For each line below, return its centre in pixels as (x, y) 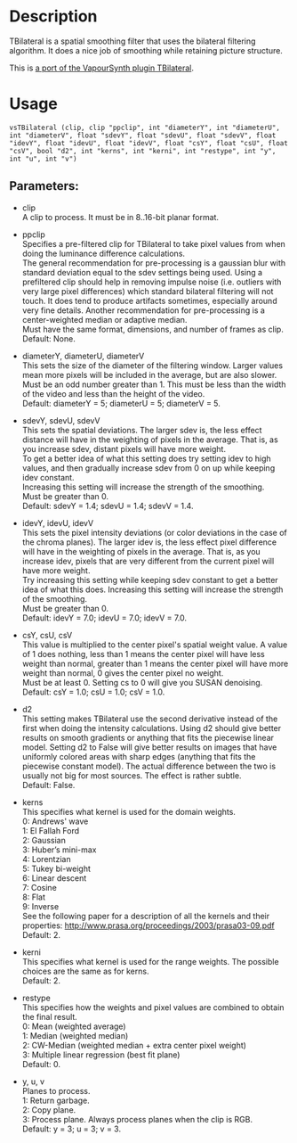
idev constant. (48, 477)
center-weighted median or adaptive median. (104, 319)
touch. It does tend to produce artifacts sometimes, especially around (149, 300)
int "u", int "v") (43, 159)
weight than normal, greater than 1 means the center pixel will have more (155, 663)
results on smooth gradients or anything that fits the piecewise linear (148, 737)
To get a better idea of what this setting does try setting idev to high (146, 458)
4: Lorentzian (46, 859)
